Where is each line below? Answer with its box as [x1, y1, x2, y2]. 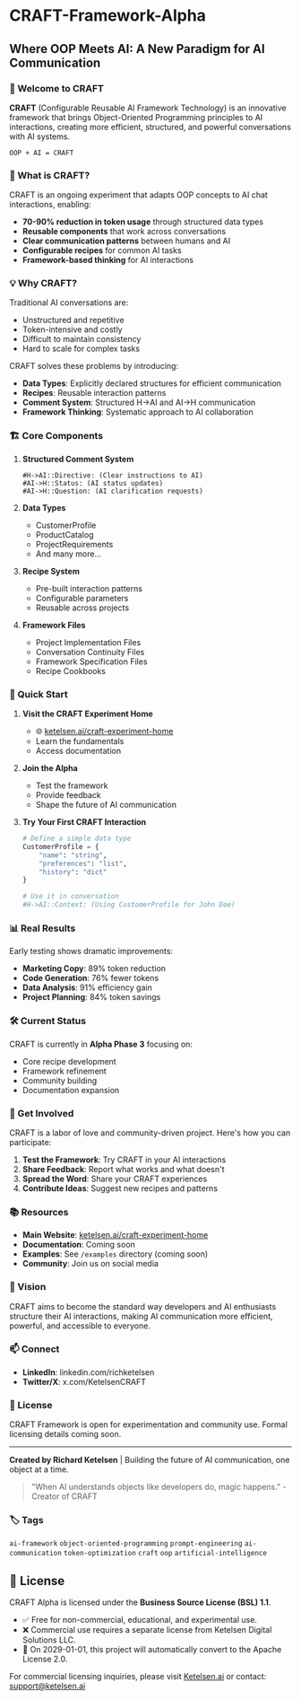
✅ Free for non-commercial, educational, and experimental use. [21, 1615, 258, 1626]
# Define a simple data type [21, 834, 132, 844]
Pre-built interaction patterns [35, 583, 143, 593]
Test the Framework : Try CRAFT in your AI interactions [21, 1154, 227, 1165]
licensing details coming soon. [9, 1429, 122, 1440]
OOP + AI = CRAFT [9, 148, 74, 157]
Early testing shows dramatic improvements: [9, 946, 173, 957]
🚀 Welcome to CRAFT [9, 82, 105, 94]
